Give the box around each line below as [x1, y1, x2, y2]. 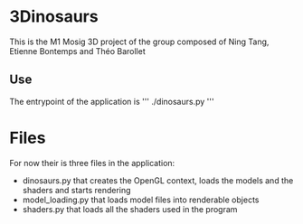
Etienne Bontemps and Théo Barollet [9, 45, 147, 56]
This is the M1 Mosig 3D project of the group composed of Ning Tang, [9, 36, 270, 47]
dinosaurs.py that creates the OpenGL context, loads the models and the [22, 174, 294, 186]
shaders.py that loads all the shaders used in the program [22, 203, 238, 214]
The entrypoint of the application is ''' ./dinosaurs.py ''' [9, 96, 214, 107]
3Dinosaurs [9, 6, 99, 27]
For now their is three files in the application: [9, 157, 175, 168]
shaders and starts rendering [22, 184, 131, 195]
